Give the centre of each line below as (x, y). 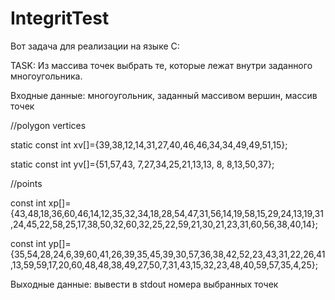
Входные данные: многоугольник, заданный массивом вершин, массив (164, 95)
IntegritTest (60, 18)
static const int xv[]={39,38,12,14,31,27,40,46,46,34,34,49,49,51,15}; (149, 144)
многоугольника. (46, 76)
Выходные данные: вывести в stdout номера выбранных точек (144, 284)
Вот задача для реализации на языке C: (95, 46)
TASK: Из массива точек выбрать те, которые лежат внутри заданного (161, 65)
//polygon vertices (48, 125)
